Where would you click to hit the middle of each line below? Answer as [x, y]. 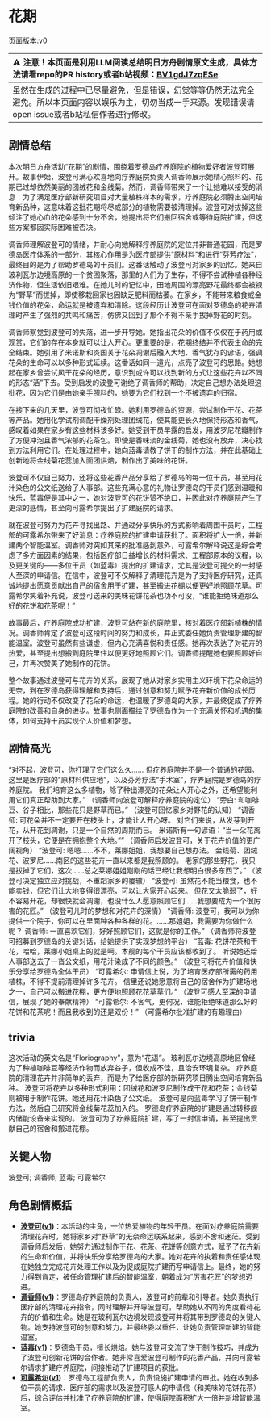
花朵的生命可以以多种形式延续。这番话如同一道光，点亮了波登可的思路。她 [132, 362]
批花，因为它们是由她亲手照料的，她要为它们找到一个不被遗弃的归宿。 [125, 392]
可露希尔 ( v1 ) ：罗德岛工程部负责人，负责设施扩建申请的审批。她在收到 [136, 1378]
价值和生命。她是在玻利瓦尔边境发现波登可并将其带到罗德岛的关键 [144, 1317]
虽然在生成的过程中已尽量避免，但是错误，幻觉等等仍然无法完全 [134, 90]
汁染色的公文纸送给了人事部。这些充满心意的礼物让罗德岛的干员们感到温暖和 [135, 487]
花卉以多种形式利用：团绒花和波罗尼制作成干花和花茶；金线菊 [155, 1088]
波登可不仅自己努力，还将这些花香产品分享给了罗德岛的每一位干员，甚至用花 [135, 477]
